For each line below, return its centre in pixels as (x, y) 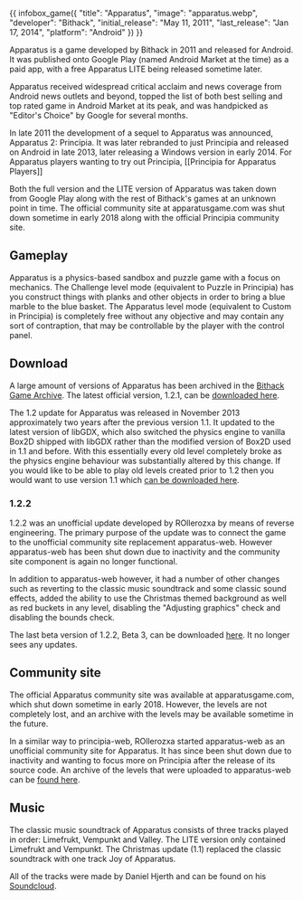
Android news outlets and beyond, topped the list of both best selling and (146, 96)
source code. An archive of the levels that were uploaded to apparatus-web (150, 770)
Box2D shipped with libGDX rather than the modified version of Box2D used (150, 441)
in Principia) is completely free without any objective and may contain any (147, 316)
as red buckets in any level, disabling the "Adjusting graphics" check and (145, 607)
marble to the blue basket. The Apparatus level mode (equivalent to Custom (151, 306)
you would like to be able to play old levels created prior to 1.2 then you (142, 470)
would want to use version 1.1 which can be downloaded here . (124, 479)
